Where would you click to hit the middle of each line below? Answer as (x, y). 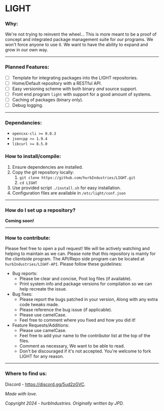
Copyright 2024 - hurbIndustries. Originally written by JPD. (64, 403)
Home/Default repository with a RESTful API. (57, 83)
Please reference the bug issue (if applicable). (66, 310)
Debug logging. (28, 105)
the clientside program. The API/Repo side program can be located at (75, 259)
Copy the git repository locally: (43, 172)
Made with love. (21, 393)
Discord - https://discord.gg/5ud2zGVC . (45, 384)
